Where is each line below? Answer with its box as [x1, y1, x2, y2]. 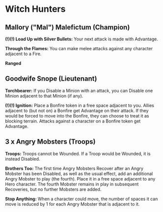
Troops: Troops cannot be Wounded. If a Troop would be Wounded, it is [5, 151, 151, 156]
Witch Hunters [5, 3, 66, 15]
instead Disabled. [5, 156, 40, 162]
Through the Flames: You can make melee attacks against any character [5, 46, 153, 51]
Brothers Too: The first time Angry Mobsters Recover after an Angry [5, 165, 144, 171]
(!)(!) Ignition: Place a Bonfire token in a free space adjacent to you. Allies [5, 102, 155, 108]
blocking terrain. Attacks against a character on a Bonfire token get [5, 118, 141, 124]
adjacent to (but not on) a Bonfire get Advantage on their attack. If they [5, 107, 149, 114]
